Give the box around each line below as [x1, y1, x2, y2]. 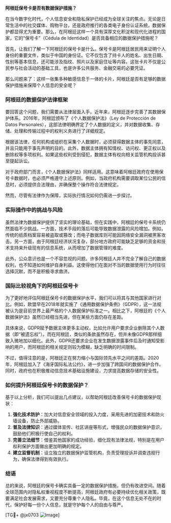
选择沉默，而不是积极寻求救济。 [5, 268, 72, 274]
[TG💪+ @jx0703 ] [5, 512, 60, 518]
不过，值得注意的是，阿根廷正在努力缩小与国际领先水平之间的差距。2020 [5, 354, 159, 361]
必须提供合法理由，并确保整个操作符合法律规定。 [18, 181, 121, 188]
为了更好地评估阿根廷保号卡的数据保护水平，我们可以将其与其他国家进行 [5, 295, 157, 301]
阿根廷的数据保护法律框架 [5, 96, 68, 103]
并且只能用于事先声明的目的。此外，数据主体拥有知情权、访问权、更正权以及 [5, 145, 166, 151]
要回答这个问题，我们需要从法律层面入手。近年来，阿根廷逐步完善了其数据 [5, 109, 161, 115]
